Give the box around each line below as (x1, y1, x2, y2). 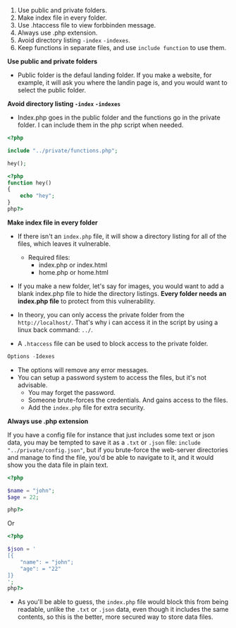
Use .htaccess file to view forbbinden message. (17, 21, 156, 29)
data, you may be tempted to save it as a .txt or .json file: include (7, 438, 201, 446)
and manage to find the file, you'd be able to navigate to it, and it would (7, 453, 214, 461)
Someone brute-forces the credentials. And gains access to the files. (27, 396, 228, 404)
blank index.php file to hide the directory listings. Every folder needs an (17, 289, 227, 297)
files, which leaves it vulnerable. (17, 239, 111, 248)
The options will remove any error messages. (17, 365, 149, 374)
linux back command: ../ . (17, 325, 94, 334)
